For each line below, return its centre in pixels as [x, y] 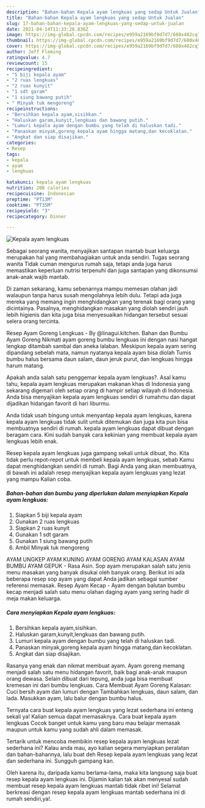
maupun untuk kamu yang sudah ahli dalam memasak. [75, 730]
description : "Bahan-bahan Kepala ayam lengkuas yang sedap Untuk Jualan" [103, 12]
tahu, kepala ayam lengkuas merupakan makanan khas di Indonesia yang [98, 384]
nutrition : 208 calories [38, 188]
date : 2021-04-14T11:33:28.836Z [47, 29]
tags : [13, 154]
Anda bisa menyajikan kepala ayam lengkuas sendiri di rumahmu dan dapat [101, 397]
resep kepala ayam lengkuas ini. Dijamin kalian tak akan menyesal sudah [97, 779]
